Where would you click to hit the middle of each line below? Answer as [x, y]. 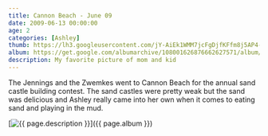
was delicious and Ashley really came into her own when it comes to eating [132, 99]
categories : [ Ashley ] [44, 38]
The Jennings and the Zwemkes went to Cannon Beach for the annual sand [132, 82]
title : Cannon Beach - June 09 [60, 16]
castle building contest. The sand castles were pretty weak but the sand [127, 91]
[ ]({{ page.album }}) [81, 123]
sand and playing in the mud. [56, 107]
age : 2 [19, 30]
